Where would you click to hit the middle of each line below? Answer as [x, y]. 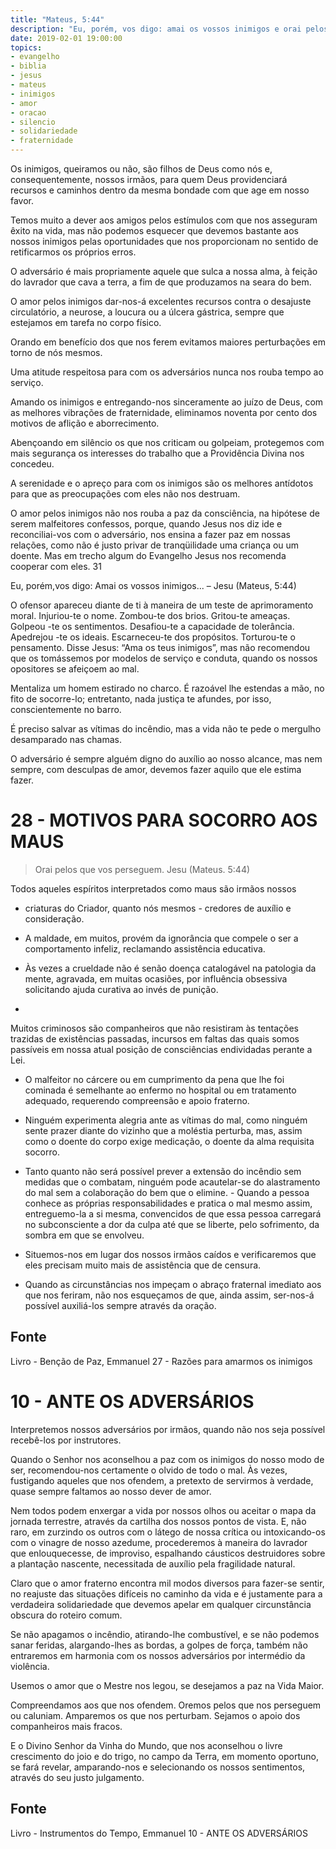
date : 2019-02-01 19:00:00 [66, 38]
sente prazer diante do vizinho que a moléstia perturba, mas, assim [163, 1130]
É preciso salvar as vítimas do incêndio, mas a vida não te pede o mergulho [166, 729]
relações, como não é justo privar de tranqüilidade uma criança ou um [155, 545]
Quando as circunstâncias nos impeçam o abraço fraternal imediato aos [173, 1284]
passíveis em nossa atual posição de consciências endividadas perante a [161, 1049]
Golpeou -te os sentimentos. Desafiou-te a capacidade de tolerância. [152, 626]
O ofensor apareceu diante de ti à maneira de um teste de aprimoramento [162, 605]
